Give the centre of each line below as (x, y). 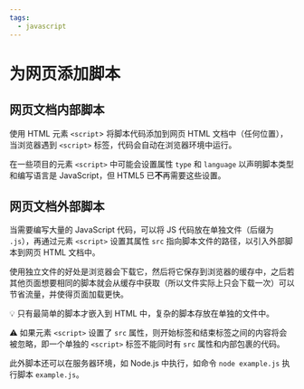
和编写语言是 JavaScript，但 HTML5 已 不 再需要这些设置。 (118, 175)
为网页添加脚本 (65, 74)
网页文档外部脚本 (57, 206)
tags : (19, 18)
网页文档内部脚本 (57, 110)
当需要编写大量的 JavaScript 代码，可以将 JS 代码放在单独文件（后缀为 (142, 230)
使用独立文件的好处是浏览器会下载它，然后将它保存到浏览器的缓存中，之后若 (152, 271)
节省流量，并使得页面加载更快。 (69, 294)
